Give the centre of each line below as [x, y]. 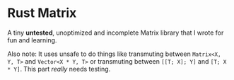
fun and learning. [32, 40]
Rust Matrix [42, 13]
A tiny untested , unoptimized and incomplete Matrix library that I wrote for [116, 33]
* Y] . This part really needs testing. [59, 69]
